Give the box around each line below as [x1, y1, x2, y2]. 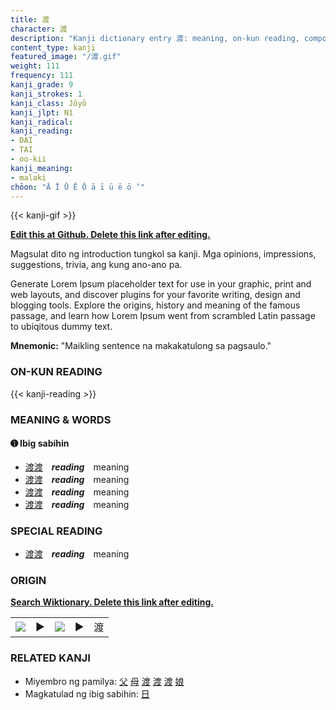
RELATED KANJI [10, 651, 91, 665]
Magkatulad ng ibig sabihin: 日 [24, 687, 150, 700]
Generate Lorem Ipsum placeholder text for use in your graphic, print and [10, 278, 312, 290]
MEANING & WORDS [10, 412, 112, 426]
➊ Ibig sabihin [10, 437, 70, 450]
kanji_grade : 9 [10, 80, 74, 90]
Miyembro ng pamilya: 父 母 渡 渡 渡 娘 [24, 675, 185, 687]
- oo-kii [10, 154, 47, 164]
